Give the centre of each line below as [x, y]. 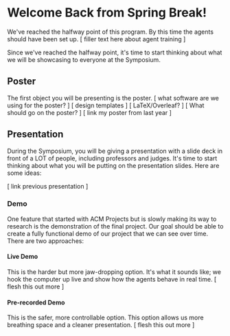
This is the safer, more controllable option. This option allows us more [105, 317]
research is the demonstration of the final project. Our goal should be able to [115, 226]
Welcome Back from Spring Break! [107, 13]
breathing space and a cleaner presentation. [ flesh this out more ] [101, 325]
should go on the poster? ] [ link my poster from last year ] [89, 112]
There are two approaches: [46, 241]
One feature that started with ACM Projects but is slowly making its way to [112, 219]
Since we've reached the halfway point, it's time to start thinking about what [115, 52]
